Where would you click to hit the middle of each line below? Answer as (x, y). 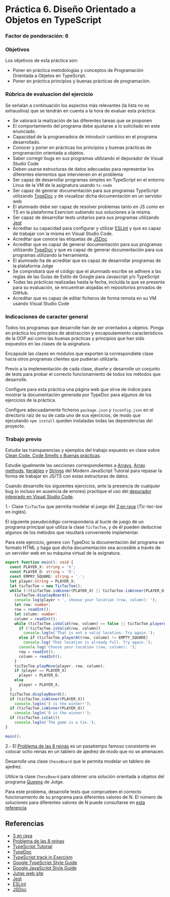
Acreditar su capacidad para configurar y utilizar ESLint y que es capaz (87, 228)
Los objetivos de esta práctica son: (42, 61)
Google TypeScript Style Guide (45, 863)
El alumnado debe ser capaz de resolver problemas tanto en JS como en (88, 207)
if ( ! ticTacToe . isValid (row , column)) (59, 628)
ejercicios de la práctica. (31, 400)
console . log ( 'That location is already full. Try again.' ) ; (88, 642)
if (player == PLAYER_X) (40, 671)
